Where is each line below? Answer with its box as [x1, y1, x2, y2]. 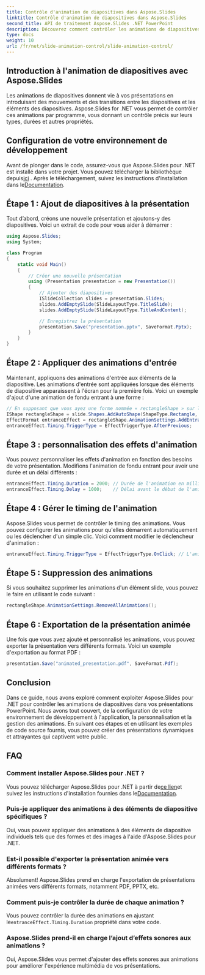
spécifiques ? [6, 813, 48, 821]
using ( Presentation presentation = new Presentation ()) [28, 278, 176, 285]
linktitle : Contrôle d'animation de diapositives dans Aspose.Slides [6, 15, 187, 21]
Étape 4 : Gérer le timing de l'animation [6, 503, 157, 514]
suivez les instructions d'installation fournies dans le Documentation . [6, 789, 178, 797]
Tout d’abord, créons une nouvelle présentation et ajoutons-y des [6, 215, 171, 222]
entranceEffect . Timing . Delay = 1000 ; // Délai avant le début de [6, 487, 184, 493]
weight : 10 [6, 37, 34, 44]
